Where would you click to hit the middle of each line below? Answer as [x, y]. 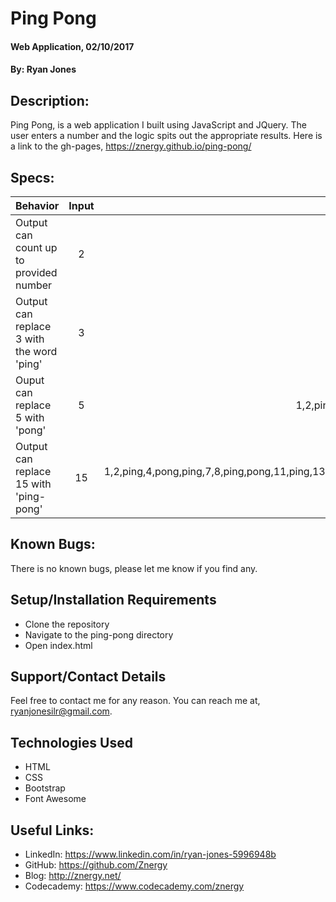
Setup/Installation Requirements [113, 600]
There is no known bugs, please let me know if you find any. [134, 568]
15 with [33, 484]
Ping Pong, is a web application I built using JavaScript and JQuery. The [159, 125]
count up [36, 247]
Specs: [32, 177]
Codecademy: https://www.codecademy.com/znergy [134, 886]
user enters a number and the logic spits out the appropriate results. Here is [166, 136]
